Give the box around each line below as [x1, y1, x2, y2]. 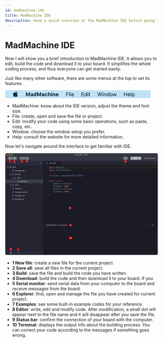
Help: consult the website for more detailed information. [12, 134, 124, 140]
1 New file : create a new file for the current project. [12, 260, 114, 266]
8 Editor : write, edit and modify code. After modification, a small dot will [12, 307, 156, 312]
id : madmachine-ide [5, 8, 45, 13]
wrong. [12, 332, 27, 338]
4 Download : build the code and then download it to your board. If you [12, 275, 153, 281]
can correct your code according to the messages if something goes [12, 327, 149, 333]
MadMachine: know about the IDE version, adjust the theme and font [12, 103, 149, 109]
